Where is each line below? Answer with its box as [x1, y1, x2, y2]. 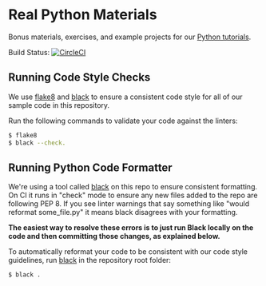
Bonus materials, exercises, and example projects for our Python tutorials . [8, 32, 252, 42]
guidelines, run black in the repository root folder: [8, 256, 172, 265]
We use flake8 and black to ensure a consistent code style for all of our [8, 92, 243, 101]
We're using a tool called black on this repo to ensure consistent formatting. [8, 182, 258, 192]
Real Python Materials [8, 6, 157, 24]
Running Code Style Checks [8, 70, 151, 85]
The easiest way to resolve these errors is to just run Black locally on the [8, 223, 254, 232]
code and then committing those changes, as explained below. [8, 232, 220, 241]
